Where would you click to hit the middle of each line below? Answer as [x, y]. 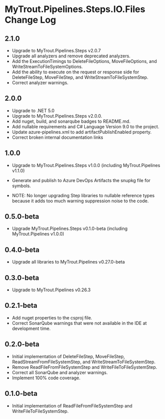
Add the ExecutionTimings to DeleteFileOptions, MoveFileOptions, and [85, 61]
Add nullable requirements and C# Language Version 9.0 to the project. [86, 126]
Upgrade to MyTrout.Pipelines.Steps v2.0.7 [56, 51]
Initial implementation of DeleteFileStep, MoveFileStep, [68, 356]
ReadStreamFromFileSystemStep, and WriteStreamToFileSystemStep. [84, 362]
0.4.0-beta [22, 250]
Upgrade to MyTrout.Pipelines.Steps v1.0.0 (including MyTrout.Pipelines [86, 165]
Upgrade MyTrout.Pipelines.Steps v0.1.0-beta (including [70, 229]
